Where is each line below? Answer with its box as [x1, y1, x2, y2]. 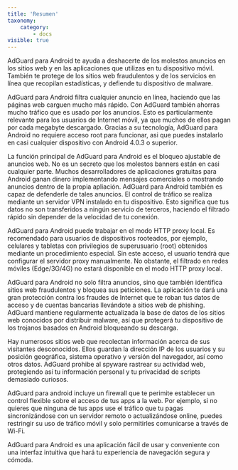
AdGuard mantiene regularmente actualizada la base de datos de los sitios [7, 308, 225, 317]
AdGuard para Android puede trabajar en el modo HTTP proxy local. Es [7, 226, 215, 235]
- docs [33, 30, 53, 38]
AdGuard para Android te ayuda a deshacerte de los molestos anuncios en [7, 56, 226, 65]
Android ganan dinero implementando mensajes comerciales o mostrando [7, 175, 224, 184]
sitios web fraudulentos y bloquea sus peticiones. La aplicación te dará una [7, 286, 228, 294]
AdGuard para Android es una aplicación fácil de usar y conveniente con [7, 441, 220, 449]
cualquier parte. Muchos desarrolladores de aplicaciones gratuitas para [7, 167, 217, 176]
